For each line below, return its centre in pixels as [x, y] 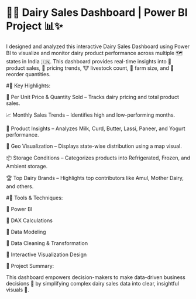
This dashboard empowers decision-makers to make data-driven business [96, 277]
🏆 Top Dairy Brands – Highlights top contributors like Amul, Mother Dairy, [95, 178]
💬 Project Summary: [30, 266]
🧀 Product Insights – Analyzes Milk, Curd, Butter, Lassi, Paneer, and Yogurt [96, 128]
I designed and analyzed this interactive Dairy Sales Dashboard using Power [98, 46]
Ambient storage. [27, 166]
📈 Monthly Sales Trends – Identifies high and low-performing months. [91, 115]
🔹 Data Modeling [26, 232]
